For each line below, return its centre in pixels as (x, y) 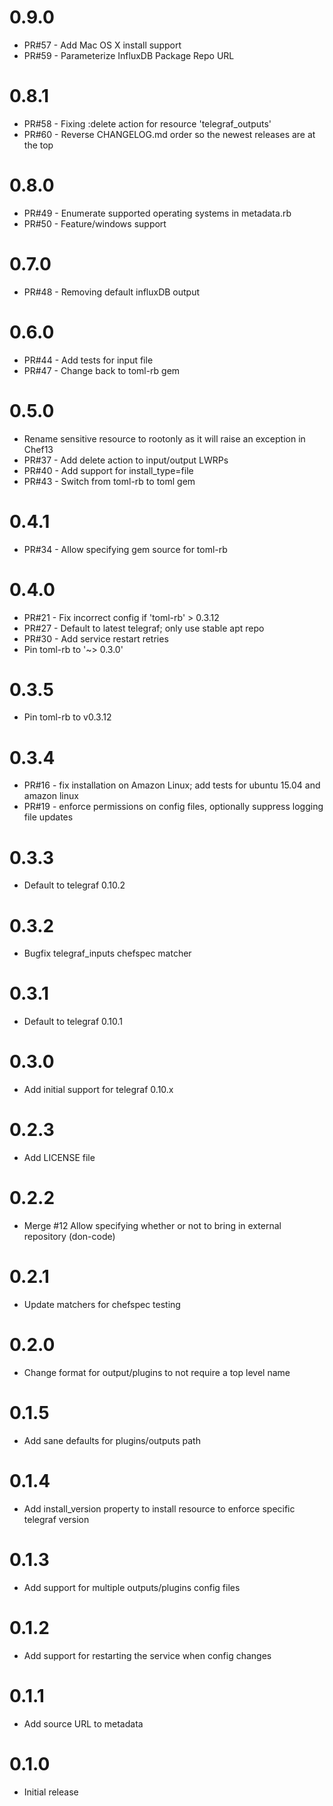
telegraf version (56, 1519)
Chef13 (38, 449)
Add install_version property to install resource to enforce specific (159, 1508)
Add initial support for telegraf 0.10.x (98, 1090)
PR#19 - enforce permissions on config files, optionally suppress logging (173, 807)
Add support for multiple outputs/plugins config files (132, 1587)
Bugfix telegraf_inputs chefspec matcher (107, 953)
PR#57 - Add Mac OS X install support (102, 45)
